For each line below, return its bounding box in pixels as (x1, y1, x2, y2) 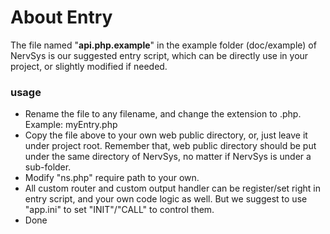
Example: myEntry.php (24, 119, 118, 131)
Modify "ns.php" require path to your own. (24, 172, 200, 184)
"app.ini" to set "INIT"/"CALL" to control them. (24, 204, 215, 216)
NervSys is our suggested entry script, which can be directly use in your (10, 49, 309, 61)
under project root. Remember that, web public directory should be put (24, 140, 317, 152)
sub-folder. (24, 161, 72, 173)
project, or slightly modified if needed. (10, 60, 168, 72)
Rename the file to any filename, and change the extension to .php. (24, 108, 302, 120)
